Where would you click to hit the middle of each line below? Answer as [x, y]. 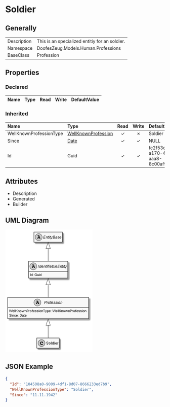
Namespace [20, 48]
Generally [21, 28]
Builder [20, 205]
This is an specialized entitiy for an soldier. [81, 41]
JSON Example [29, 366]
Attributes [22, 181]
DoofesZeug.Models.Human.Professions [79, 48]
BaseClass [18, 55]
